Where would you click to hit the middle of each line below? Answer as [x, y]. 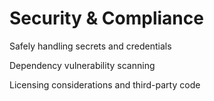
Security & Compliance [106, 18]
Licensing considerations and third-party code [105, 84]
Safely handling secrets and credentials [90, 46]
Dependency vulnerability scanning [82, 65]
